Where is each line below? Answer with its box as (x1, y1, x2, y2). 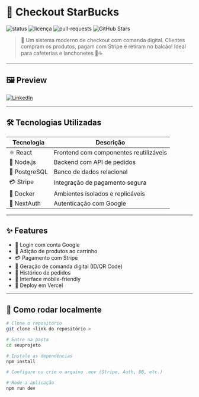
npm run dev (6, 386, 36, 392)
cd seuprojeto (6, 342, 41, 348)
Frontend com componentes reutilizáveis (53, 148, 168, 156)
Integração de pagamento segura (53, 178, 147, 187)
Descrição (95, 138, 126, 146)
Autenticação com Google (53, 199, 126, 207)
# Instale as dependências (6, 353, 73, 359)
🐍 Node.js (9, 157, 37, 166)
